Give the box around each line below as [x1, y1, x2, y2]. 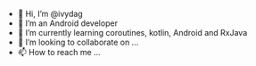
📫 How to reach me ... [17, 47, 101, 57]
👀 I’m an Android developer [17, 18, 119, 29]
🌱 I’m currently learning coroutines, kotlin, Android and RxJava [17, 28, 248, 37]
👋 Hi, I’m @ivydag [17, 9, 83, 19]
